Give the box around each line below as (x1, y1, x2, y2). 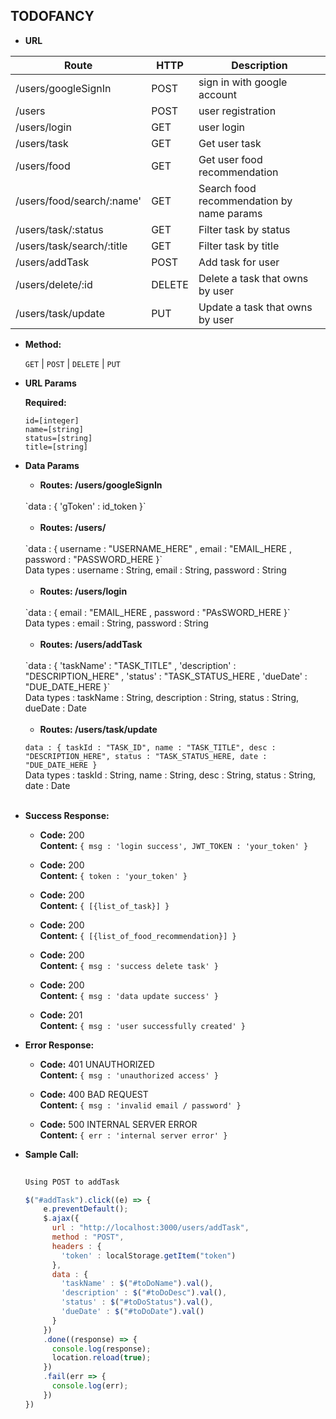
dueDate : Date (24, 702, 87, 714)
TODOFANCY (10, 8, 95, 25)
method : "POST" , (51, 1232, 125, 1243)
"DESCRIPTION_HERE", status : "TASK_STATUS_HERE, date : (24, 751, 268, 761)
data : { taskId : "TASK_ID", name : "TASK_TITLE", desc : (24, 742, 277, 753)
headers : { (51, 1241, 102, 1251)
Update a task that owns (198, 300, 313, 314)
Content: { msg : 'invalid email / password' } (39, 1099, 242, 1111)
